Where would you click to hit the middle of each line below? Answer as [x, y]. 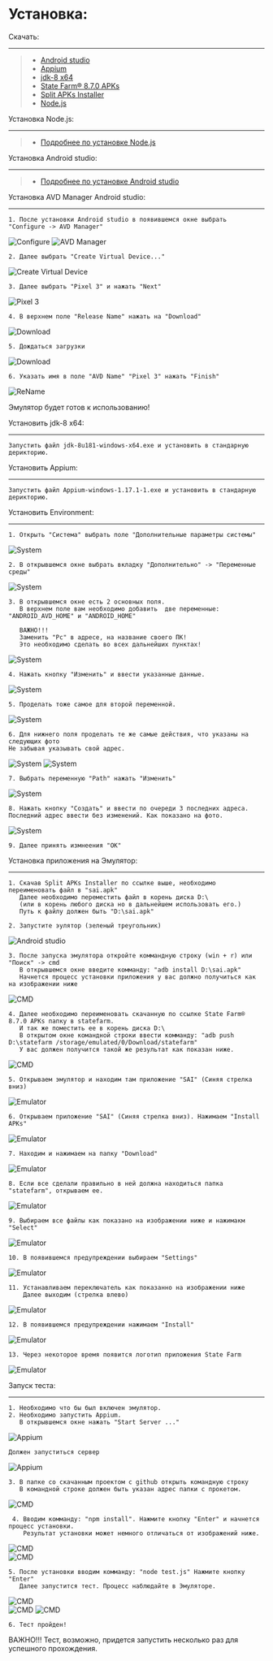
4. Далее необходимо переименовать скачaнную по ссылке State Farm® [127, 1014]
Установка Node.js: [41, 119]
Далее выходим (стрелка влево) [76, 1295]
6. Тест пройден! [38, 1624]
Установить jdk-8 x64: [46, 422]
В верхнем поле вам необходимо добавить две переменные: [119, 609]
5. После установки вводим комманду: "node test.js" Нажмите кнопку [127, 1572]
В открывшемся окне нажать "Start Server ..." [100, 1422]
